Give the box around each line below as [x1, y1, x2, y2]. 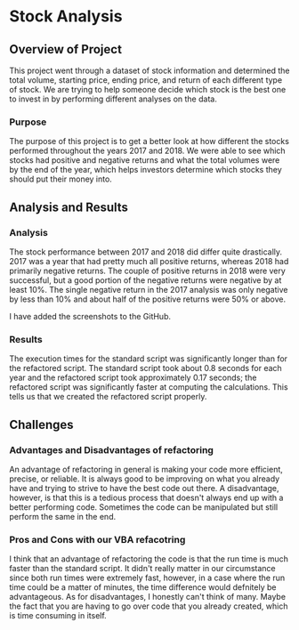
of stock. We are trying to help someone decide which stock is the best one [9, 85, 287, 94]
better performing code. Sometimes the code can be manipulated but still [9, 501, 279, 513]
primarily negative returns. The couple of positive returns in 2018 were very [9, 265, 287, 276]
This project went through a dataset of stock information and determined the [9, 65, 290, 76]
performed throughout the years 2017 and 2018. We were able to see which [9, 145, 287, 157]
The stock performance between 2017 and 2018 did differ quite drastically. [9, 246, 283, 257]
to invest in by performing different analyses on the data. [9, 93, 218, 104]
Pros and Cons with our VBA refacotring [9, 533, 186, 545]
